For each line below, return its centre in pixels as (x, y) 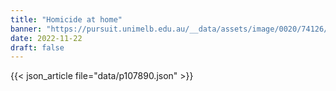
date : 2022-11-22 (46, 38)
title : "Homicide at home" (66, 19)
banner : (26, 29)
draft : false (37, 47)
